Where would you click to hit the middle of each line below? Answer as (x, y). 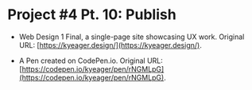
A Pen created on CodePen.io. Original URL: (91, 61)
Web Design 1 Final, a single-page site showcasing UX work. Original (132, 37)
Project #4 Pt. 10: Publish (92, 15)
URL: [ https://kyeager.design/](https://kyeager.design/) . (110, 45)
